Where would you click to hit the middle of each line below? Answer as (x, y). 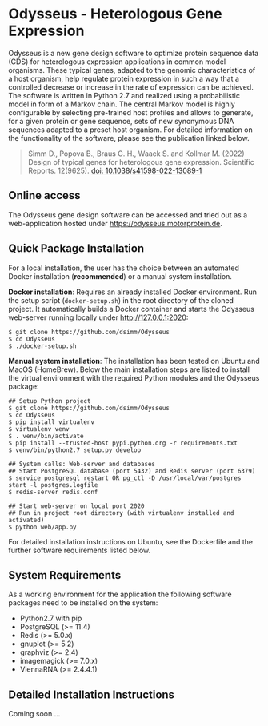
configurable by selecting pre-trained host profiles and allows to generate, (131, 112)
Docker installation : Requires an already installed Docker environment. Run (133, 292)
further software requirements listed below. (80, 550)
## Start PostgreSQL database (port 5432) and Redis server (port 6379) (132, 471)
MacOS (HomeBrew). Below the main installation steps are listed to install (129, 369)
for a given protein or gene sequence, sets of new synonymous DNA (121, 121)
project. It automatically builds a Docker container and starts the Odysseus (131, 309)
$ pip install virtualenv (51, 422)
